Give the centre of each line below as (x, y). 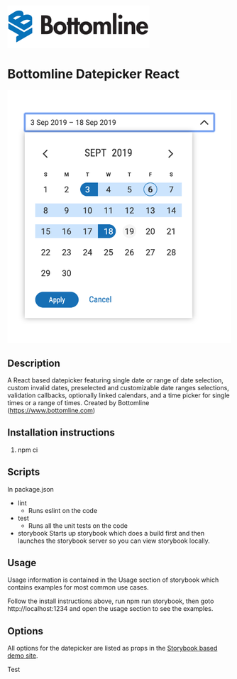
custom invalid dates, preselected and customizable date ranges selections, (118, 388)
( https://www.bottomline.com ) (51, 411)
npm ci (28, 450)
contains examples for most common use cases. (78, 587)
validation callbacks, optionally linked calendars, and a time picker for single (118, 395)
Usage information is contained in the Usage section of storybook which (113, 580)
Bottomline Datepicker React (93, 74)
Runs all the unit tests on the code (78, 525)
